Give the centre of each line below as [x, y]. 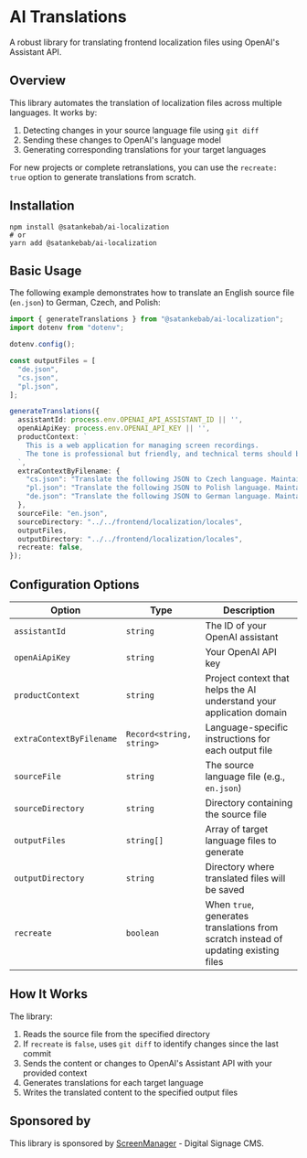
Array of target [237, 829]
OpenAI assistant [242, 637]
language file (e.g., [245, 777]
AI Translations [68, 17]
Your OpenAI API [241, 651]
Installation [42, 206]
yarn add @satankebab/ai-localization [83, 243]
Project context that [247, 678]
